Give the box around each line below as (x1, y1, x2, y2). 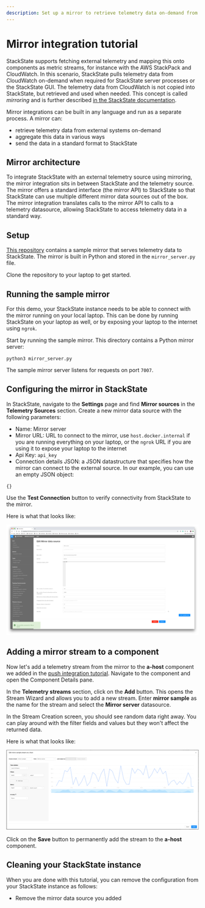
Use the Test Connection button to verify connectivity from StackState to (6, 494, 191, 501)
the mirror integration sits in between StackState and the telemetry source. (6, 180, 194, 187)
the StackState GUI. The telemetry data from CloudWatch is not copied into (6, 83, 195, 91)
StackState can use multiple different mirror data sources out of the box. (6, 193, 189, 200)
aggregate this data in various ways (15, 133, 105, 140)
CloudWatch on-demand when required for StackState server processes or (6, 76, 195, 84)
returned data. (6, 726, 43, 733)
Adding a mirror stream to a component (6, 647, 159, 657)
